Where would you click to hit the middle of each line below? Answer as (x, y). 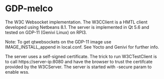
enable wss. (17, 72)
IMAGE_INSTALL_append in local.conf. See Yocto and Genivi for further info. (82, 47)
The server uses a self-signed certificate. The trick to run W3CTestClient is (81, 56)
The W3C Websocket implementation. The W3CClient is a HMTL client (76, 22)
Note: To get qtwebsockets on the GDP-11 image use (58, 41)
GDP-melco (29, 9)
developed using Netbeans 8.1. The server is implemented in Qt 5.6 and (77, 27)
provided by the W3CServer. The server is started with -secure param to (79, 67)
